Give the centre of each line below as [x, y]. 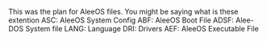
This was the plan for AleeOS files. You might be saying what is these [123, 12]
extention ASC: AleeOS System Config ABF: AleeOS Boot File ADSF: [121, 20]
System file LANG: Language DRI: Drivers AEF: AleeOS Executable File [142, 29]
